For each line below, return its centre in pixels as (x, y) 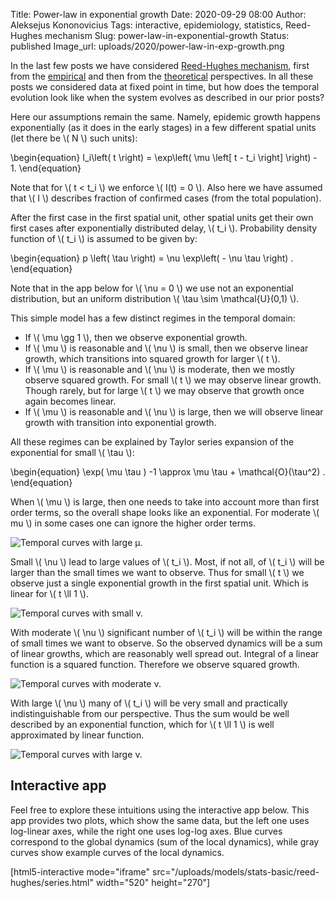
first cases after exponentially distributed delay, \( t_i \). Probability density (164, 228)
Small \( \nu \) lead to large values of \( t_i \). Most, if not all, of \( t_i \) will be (167, 562)
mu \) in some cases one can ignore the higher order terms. (133, 523)
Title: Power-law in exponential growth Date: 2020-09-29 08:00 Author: (158, 14)
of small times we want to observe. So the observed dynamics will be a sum (166, 643)
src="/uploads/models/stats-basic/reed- (235, 871)
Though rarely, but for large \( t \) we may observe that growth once (164, 390)
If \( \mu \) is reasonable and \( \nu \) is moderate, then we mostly (159, 369)
